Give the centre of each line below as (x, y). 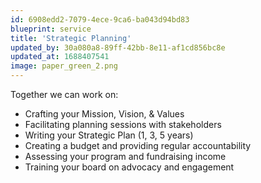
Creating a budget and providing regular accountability (138, 145)
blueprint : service (51, 29)
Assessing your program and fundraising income (125, 156)
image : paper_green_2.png (64, 66)
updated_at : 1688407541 (60, 57)
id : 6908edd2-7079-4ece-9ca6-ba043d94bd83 (100, 19)
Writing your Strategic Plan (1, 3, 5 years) (109, 135)
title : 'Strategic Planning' (71, 38)
